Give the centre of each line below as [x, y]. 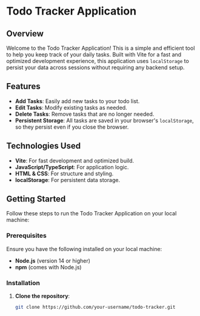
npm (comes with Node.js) [48, 267]
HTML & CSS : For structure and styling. [64, 173]
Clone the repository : [42, 296]
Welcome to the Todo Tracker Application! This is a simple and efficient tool [101, 48]
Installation [23, 283]
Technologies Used [43, 146]
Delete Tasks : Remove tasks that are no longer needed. [85, 114]
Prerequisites [26, 236]
